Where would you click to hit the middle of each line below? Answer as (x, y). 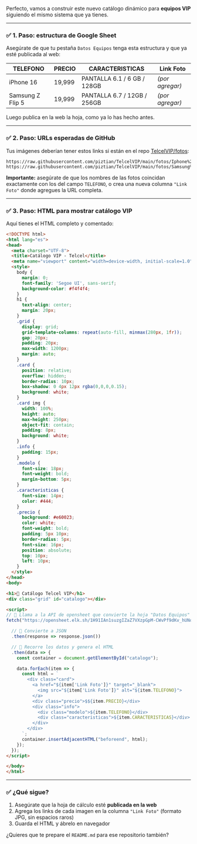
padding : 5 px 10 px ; (45, 534)
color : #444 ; (38, 501)
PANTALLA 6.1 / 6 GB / (113, 79)
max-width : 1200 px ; (45, 349)
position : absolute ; (47, 550)
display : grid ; (40, 327)
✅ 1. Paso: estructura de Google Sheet (61, 35)
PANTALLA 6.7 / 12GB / (114, 96)
